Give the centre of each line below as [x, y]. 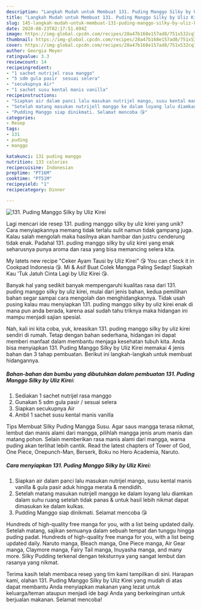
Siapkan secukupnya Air [45, 408]
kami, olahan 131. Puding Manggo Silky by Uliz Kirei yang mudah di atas [94, 580]
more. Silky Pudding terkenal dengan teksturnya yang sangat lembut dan [96, 556]
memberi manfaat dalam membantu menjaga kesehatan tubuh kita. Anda [96, 341]
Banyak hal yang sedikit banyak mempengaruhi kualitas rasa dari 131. [91, 285]
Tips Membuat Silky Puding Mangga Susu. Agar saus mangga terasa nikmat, [100, 426]
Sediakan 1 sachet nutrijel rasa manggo [63, 396]
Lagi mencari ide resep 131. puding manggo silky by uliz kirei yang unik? [95, 224]
